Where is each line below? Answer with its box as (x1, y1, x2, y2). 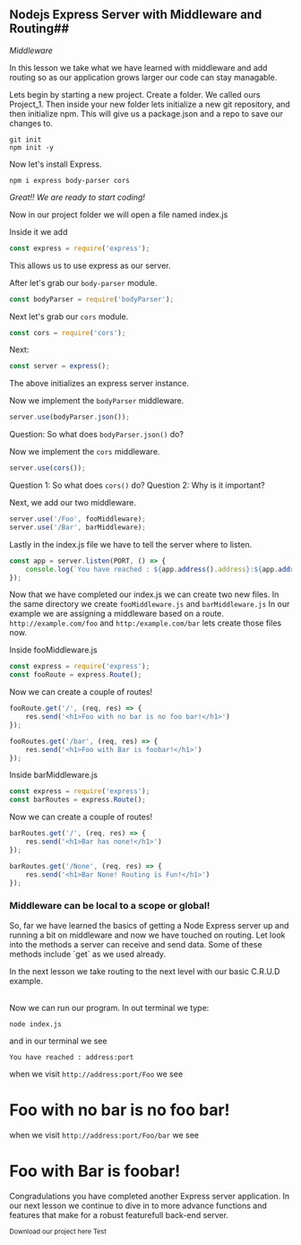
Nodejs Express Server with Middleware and (9, 7, 262, 22)
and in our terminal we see (9, 1035, 107, 1046)
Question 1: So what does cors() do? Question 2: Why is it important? (9, 480, 266, 491)
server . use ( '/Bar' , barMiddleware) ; (9, 523, 146, 532)
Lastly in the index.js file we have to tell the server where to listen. (9, 539, 253, 549)
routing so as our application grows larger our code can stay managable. (9, 72, 278, 82)
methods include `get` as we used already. (9, 948, 167, 959)
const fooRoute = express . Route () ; (9, 670, 142, 679)
